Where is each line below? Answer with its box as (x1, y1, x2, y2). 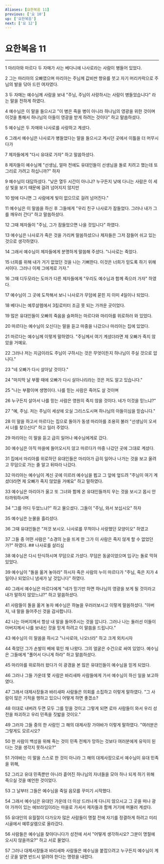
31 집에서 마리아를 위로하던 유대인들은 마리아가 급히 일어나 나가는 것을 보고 (5, 456, 147, 462)
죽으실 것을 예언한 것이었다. (5, 778, 58, 783)
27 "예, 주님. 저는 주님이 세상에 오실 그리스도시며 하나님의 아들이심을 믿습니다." (5, 408, 155, 414)
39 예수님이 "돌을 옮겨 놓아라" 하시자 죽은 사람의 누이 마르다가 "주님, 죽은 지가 (5, 569, 154, 575)
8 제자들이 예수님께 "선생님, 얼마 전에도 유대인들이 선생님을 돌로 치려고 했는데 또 (5, 162, 158, 168)
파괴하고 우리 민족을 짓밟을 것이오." (14, 712, 82, 717)
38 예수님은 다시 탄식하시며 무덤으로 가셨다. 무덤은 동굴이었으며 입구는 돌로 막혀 (5, 553, 158, 559)
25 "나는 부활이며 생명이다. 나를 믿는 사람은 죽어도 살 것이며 (5, 387, 119, 393)
